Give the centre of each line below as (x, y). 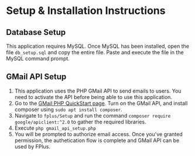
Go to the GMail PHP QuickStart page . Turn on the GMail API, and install (101, 103)
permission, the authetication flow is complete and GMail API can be (97, 140)
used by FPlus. (32, 146)
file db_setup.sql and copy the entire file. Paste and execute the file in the (95, 52)
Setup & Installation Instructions (86, 11)
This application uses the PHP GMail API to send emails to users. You (98, 91)
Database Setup (36, 32)
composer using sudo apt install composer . (69, 109)
